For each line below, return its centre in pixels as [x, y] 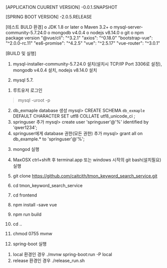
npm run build [27, 214]
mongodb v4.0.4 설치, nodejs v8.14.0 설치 [55, 70]
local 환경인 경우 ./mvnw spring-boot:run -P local [62, 254]
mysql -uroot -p [34, 100]
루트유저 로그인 [28, 90]
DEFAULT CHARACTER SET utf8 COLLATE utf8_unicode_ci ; [74, 116]
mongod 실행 [26, 149]
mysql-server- [128, 27]
